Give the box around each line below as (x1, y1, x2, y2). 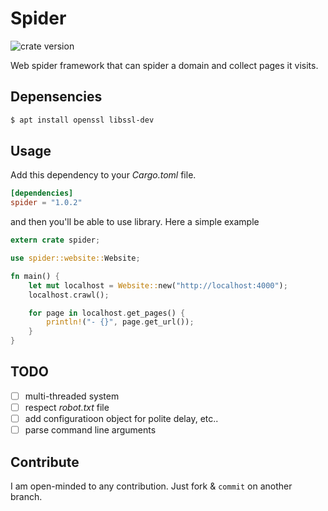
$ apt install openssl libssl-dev (10, 115, 155, 125)
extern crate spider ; (10, 235, 101, 246)
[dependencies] (10, 188, 74, 199)
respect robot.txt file (24, 401, 110, 413)
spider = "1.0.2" (10, 198, 83, 208)
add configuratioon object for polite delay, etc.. (24, 413, 219, 424)
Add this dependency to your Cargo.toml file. (10, 169, 197, 181)
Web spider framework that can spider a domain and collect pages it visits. (10, 59, 319, 71)
